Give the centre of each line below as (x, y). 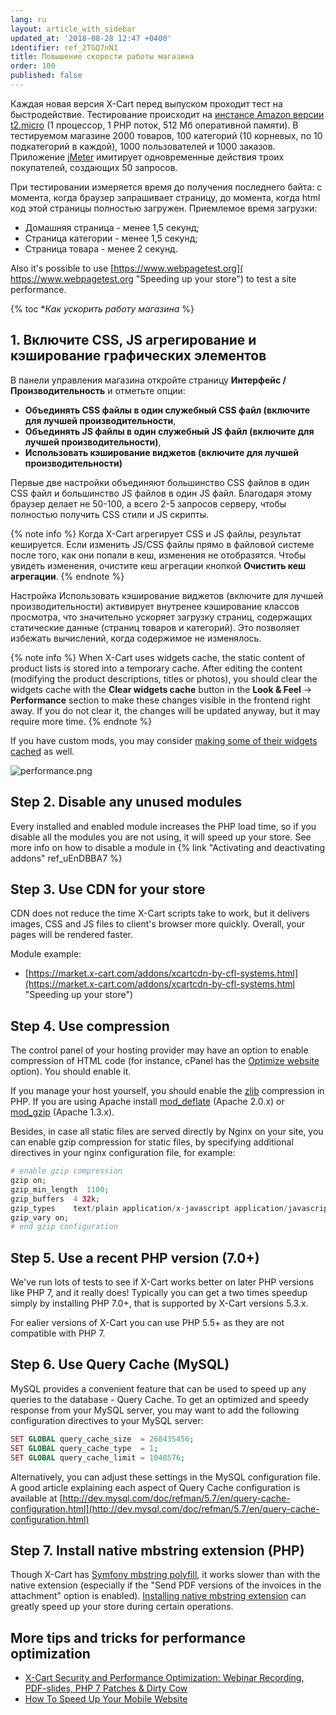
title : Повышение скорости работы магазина (102, 57)
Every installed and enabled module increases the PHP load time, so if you (163, 826)
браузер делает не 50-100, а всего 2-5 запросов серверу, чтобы (148, 503)
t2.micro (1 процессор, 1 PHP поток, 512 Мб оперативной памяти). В (154, 125)
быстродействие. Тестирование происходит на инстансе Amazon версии (167, 114)
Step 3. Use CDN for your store (108, 889)
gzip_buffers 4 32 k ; (55, 1199)
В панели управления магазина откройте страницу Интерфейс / (148, 380)
